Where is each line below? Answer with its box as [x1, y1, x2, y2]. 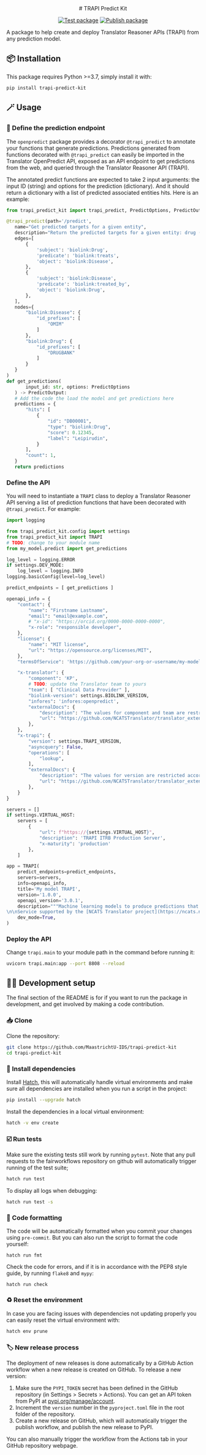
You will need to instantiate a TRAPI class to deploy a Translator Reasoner [6, 493, 191, 500]
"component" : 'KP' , [28, 676, 78, 682]
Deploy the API [6, 935, 52, 943]
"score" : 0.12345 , [47, 429, 95, 435]
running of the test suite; [6, 1164, 69, 1171]
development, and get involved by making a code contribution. [6, 1001, 164, 1008]
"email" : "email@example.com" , [28, 613, 109, 619]
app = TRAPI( [6, 863, 40, 870]
